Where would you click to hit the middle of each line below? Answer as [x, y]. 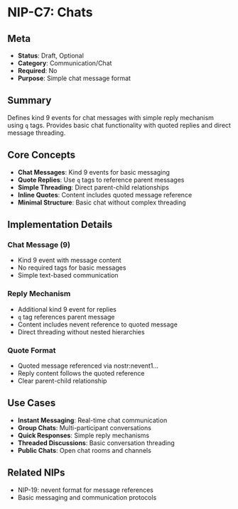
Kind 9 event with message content [70, 261]
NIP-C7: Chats [50, 12]
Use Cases [32, 403]
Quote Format [32, 350]
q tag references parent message [66, 317]
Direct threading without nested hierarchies [81, 332]
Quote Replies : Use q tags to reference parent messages [101, 180]
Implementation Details [60, 225]
